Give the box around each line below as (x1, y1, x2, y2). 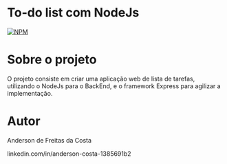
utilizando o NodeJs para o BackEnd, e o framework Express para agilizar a (7, 81, 221, 90)
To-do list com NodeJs (7, 5, 140, 21)
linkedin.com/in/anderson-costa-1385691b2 (7, 150, 132, 158)
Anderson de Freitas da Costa (7, 136, 91, 144)
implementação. (7, 89, 53, 97)
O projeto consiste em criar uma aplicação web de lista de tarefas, (7, 74, 195, 83)
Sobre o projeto (7, 52, 97, 68)
